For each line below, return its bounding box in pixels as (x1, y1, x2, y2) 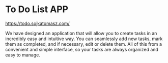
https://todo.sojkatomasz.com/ (5, 20, 70, 26)
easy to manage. (5, 52, 41, 58)
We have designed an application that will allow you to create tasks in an (5, 30, 157, 36)
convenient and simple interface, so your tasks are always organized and (5, 46, 159, 52)
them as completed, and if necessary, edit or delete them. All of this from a (5, 41, 162, 47)
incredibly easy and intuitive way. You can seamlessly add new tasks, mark (5, 36, 163, 42)
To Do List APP (5, 4, 69, 15)
